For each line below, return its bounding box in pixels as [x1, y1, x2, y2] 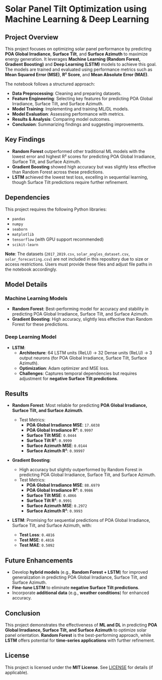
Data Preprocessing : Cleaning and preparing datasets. [12, 91, 122, 96]
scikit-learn [12, 242, 39, 247]
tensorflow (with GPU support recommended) [12, 236, 104, 242]
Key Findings [5, 135, 45, 144]
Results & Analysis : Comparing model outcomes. [12, 116, 111, 122]
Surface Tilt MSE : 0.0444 [26, 432, 76, 438]
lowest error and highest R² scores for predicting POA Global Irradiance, [12, 153, 156, 159]
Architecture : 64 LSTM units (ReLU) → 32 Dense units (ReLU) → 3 [19, 349, 152, 355]
